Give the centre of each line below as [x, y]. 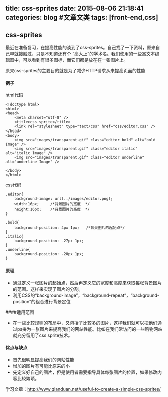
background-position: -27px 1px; [49, 241]
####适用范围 [20, 312]
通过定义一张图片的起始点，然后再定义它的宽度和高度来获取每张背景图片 [87, 283]
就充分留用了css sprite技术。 [42, 335]
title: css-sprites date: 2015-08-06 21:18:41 [74, 8]
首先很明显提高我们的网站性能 [43, 360]
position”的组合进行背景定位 [42, 301]
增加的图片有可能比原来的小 [41, 366]
